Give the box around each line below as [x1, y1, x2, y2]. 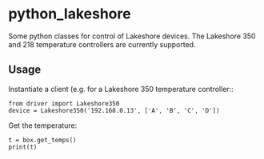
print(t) [8, 143, 38, 151]
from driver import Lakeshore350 [8, 99, 120, 108]
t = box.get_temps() [8, 136, 78, 144]
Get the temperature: [8, 121, 78, 130]
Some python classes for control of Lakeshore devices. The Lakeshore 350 [8, 31, 256, 41]
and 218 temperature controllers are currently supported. [8, 39, 196, 49]
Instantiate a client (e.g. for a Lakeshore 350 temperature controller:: [8, 84, 234, 93]
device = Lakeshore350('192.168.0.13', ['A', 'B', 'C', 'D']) [8, 106, 220, 114]
